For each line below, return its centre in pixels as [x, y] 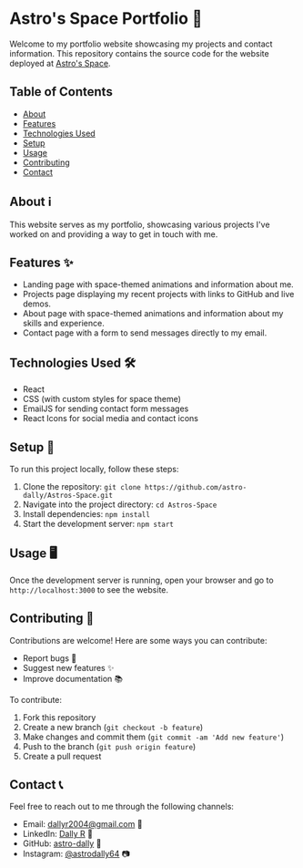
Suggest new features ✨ [68, 667]
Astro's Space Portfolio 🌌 [106, 19]
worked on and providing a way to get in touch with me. [114, 234]
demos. [37, 304]
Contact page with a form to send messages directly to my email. [145, 333]
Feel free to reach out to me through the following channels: [122, 807]
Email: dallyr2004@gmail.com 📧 [82, 824]
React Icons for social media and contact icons [110, 418]
